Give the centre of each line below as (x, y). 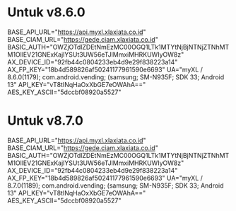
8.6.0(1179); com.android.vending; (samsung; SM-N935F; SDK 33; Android (116, 77)
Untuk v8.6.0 (47, 12)
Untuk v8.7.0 (45, 121)
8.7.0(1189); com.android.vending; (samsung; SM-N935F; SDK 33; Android (116, 186)
